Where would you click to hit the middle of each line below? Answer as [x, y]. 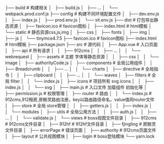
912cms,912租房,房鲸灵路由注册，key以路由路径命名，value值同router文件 [80, 99]
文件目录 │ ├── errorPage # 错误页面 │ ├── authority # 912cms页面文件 [81, 130]
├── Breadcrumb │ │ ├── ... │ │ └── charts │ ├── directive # [75, 69]
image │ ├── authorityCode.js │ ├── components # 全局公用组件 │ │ [79, 63]
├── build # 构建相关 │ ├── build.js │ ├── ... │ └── [62, 8]
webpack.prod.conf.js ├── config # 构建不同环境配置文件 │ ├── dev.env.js [82, 14]
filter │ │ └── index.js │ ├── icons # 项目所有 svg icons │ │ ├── [82, 81]
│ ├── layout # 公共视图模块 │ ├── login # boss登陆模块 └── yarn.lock [80, 136]
